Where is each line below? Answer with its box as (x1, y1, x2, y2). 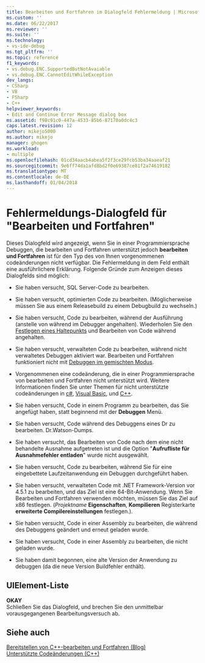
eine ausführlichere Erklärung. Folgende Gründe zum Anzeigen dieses (6, 265, 183, 272)
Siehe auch (6, 627, 50, 638)
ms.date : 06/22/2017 (6, 20, 59, 26)
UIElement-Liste (6, 580, 69, 591)
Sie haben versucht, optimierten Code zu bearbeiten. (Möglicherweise (15, 295, 192, 303)
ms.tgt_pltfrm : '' (6, 49, 53, 55)
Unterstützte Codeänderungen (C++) (6, 650, 99, 657)
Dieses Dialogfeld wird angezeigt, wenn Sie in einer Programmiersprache (6, 239, 190, 247)
